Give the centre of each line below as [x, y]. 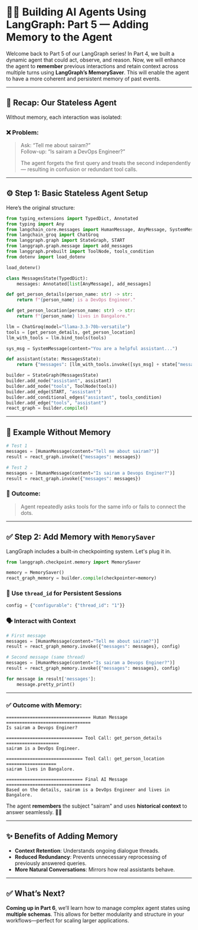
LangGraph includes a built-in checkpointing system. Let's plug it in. [89, 551]
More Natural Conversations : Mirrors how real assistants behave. [95, 869]
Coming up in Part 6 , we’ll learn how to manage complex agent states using [98, 908]
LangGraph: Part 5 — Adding [77, 25]
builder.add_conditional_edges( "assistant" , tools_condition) [84, 397]
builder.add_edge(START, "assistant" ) [54, 392]
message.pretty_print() [46, 684]
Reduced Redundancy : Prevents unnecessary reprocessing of [90, 857]
